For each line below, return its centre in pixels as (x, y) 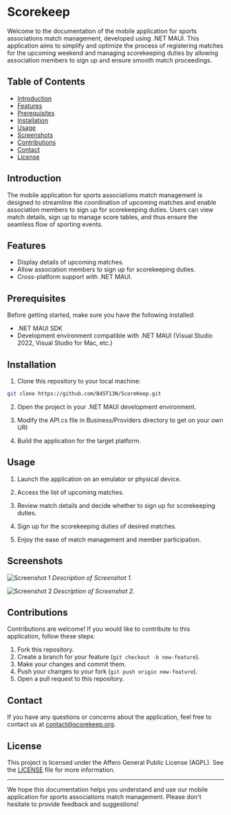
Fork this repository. (45, 649)
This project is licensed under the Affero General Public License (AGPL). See (115, 762)
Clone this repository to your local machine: (79, 381)
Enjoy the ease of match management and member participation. (109, 539)
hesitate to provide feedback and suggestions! (73, 804)
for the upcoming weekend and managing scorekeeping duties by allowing (113, 53)
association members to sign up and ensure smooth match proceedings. (110, 60)
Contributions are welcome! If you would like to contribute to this (99, 629)
